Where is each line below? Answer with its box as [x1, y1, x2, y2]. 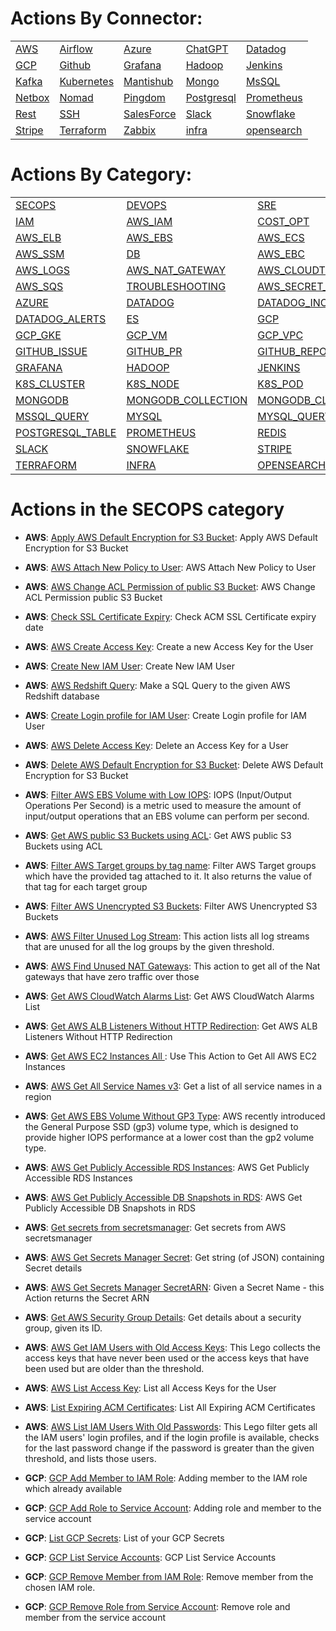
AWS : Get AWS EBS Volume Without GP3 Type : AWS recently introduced [24, 1110, 326, 1122]
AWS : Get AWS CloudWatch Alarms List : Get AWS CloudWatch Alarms [24, 990, 315, 1002]
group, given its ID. [24, 1322, 103, 1334]
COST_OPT [257, 214, 310, 228]
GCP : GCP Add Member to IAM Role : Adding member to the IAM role [24, 1472, 308, 1484]
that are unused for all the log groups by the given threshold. [24, 940, 275, 952]
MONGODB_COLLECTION [126, 393, 248, 407]
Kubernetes [59, 74, 115, 88]
